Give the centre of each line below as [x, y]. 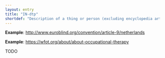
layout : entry [20, 10]
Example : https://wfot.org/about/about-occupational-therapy [67, 42]
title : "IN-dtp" [22, 14]
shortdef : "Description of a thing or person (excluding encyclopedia [79, 19]
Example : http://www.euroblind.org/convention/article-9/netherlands [75, 33]
